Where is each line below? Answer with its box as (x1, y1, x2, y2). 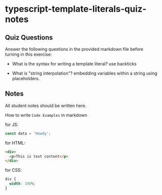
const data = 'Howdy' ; (5, 131, 51, 136)
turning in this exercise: (5, 51, 52, 57)
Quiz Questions (5, 33, 53, 42)
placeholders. (12, 76, 40, 81)
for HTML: (5, 140, 26, 146)
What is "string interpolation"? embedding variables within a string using (12, 70, 158, 76)
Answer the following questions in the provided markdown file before (5, 46, 144, 52)
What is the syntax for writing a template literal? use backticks (12, 61, 137, 66)
